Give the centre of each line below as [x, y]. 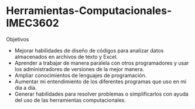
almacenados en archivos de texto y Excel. [66, 57]
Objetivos [18, 39]
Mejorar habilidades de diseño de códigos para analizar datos [89, 50]
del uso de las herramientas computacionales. [70, 100]
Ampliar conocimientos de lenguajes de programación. [81, 75]
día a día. [25, 87]
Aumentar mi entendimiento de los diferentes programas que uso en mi [100, 81]
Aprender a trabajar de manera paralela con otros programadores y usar [102, 63]
